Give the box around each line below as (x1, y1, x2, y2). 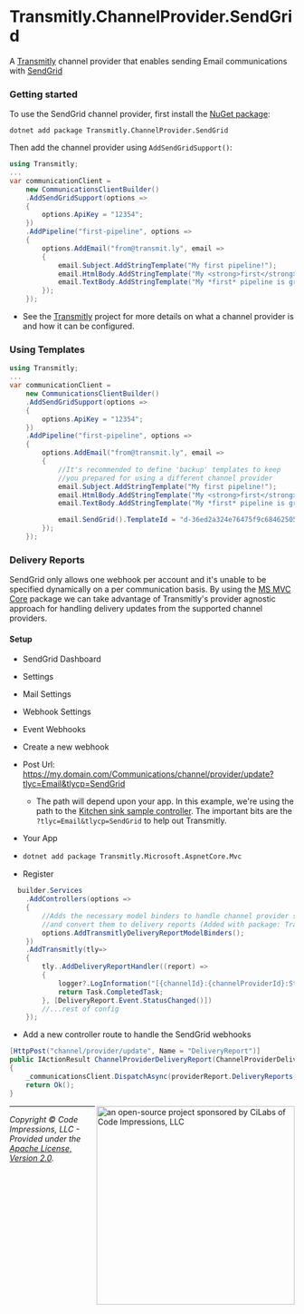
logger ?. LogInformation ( (57, 978, 152, 988)
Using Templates (9, 343, 86, 356)
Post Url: (22, 760, 56, 770)
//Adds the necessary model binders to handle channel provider (42, 911, 290, 920)
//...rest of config (42, 1005, 119, 1014)
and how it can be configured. (22, 320, 135, 332)
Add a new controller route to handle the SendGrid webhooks (22, 1029, 252, 1040)
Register (22, 868, 54, 879)
